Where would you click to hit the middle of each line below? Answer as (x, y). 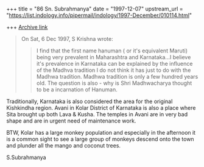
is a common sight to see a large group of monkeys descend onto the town (100, 139)
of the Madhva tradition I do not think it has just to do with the (114, 70)
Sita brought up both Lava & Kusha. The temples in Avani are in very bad (97, 114)
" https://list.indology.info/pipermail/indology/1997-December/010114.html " (99, 15)
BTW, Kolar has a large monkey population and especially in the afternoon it (101, 133)
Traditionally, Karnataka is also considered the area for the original (90, 101)
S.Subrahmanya (26, 157)
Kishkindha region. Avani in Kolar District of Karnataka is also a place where (101, 108)
